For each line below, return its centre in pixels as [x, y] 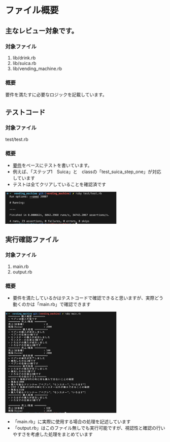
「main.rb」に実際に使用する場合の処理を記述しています [72, 422]
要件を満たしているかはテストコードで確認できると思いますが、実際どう [88, 298]
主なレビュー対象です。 [42, 31]
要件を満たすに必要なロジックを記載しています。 [56, 95]
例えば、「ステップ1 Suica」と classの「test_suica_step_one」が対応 [87, 172]
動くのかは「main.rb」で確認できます [52, 304]
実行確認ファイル [32, 239]
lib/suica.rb [24, 63]
